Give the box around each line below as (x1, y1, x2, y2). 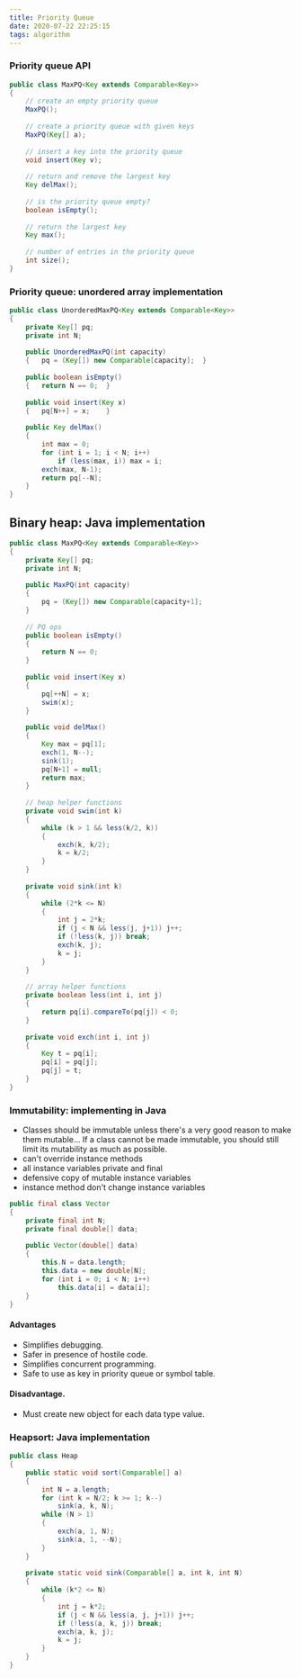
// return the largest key (25, 222, 127, 231)
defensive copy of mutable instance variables (22, 1172, 191, 1184)
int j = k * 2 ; (57, 1601, 106, 1611)
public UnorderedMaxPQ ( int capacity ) (25, 347, 167, 356)
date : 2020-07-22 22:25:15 (9, 22, 111, 31)
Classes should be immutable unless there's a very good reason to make (22, 1124, 292, 1135)
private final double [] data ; (25, 1224, 139, 1233)
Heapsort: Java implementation (9, 1430, 151, 1443)
